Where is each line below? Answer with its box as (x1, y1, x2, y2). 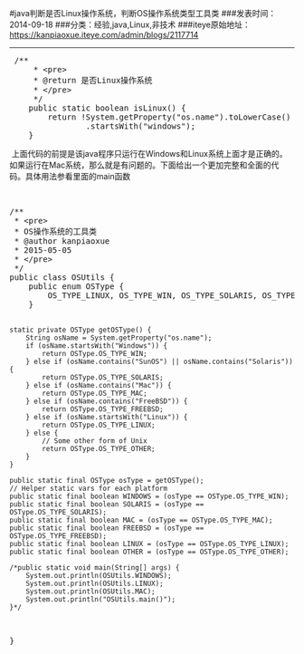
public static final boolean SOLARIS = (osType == (9, 500, 204, 509)
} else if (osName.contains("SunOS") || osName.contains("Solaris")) (25, 357, 294, 366)
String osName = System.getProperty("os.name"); (25, 333, 213, 342)
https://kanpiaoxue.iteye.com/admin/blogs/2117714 (9, 30, 199, 40)
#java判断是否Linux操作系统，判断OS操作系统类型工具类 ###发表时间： (9, 8, 277, 18)
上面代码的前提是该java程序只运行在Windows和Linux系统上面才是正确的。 (11, 149, 288, 159)
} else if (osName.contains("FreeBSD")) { (25, 397, 188, 406)
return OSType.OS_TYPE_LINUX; (42, 420, 156, 429)
